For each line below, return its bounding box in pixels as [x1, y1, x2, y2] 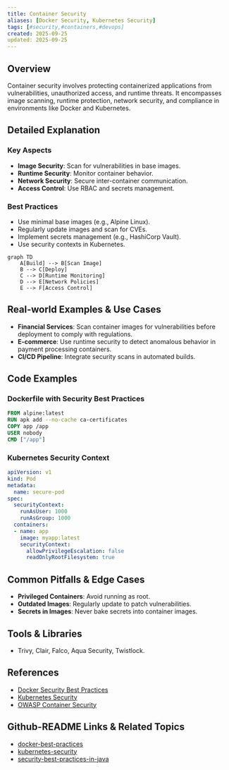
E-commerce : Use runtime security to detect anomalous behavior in [17, 337, 216, 346]
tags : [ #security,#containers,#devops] [7, 23, 125, 30]
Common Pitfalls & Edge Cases [7, 573, 145, 585]
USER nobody [7, 429, 42, 437]
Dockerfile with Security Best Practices [7, 394, 145, 404]
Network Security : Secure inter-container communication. [17, 176, 188, 185]
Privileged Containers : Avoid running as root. [17, 592, 150, 601]
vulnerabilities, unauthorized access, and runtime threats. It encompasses [7, 89, 222, 97]
